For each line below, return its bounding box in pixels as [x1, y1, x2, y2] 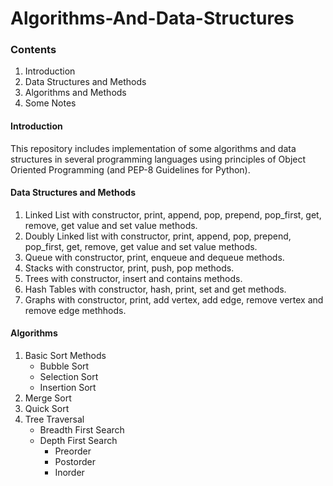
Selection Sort [39, 371, 99, 383]
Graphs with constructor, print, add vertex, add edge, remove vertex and [24, 293, 324, 306]
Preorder [54, 445, 92, 457]
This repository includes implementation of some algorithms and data [10, 142, 297, 154]
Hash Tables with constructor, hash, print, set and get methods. [24, 283, 287, 295]
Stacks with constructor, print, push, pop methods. [24, 262, 235, 274]
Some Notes [24, 97, 77, 109]
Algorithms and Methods [24, 87, 127, 99]
